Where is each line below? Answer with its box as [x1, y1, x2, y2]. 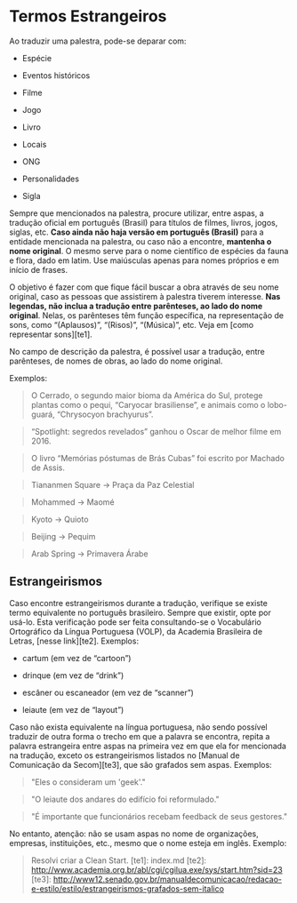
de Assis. [30, 462, 65, 473]
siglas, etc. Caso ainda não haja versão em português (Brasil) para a [9, 227, 264, 237]
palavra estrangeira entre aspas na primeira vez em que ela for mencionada [9, 740, 287, 751]
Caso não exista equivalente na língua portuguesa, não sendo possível [9, 722, 269, 732]
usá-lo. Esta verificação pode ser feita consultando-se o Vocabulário [9, 616, 262, 627]
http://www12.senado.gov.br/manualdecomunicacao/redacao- [52, 874, 283, 884]
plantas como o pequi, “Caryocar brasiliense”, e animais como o [30, 399, 266, 410]
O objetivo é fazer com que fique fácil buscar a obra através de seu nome [9, 282, 279, 292]
